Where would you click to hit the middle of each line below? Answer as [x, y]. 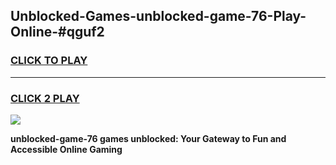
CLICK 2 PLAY [45, 98]
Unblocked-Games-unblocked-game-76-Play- [158, 16]
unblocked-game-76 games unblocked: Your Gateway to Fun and [148, 138]
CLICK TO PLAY [49, 61]
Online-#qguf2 [57, 32]
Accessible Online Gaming [66, 149]
